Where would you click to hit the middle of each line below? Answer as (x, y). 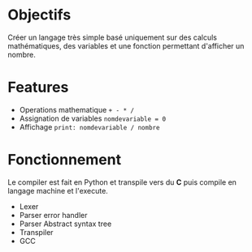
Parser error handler (53, 215)
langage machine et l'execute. (58, 190)
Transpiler (36, 232)
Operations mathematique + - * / (77, 109)
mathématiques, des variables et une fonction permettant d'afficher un (126, 45)
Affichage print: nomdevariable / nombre (89, 126)
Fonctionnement (65, 160)
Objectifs (39, 15)
